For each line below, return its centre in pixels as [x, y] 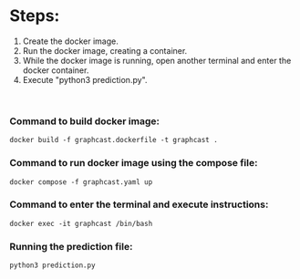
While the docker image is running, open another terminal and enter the [157, 60]
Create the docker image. [70, 41]
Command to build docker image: [84, 121]
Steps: [35, 16]
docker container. [56, 70]
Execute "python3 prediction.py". [85, 79]
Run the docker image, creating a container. [105, 50]
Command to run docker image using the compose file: [134, 163]
